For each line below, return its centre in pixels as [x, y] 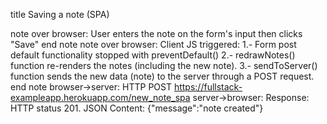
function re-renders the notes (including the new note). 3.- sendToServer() [164, 65]
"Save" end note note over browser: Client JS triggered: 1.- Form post [153, 44]
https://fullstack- [208, 87]
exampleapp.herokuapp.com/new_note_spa [100, 97]
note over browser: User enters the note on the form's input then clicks [156, 33]
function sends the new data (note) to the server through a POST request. [162, 76]
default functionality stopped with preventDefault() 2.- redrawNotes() [153, 55]
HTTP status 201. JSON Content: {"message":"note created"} [137, 108]
